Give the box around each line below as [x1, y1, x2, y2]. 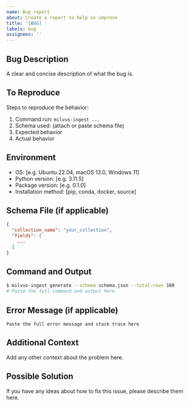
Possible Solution [6, 371, 74, 382]
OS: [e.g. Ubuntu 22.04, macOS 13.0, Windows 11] [15, 168, 139, 176]
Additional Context [6, 337, 79, 348]
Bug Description [6, 54, 68, 64]
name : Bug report [6, 8, 50, 15]
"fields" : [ [12, 233, 42, 239]
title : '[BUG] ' [6, 20, 47, 26]
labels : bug [6, 25, 36, 32]
